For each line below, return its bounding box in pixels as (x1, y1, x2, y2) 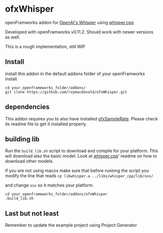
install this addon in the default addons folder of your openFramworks (5, 71, 145, 77)
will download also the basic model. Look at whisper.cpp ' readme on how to (5, 153, 157, 159)
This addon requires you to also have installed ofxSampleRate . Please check (5, 116, 158, 121)
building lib (5, 135, 40, 143)
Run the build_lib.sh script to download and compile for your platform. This (5, 148, 158, 154)
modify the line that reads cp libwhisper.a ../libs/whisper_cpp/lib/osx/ (5, 173, 154, 179)
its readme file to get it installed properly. (5, 121, 88, 127)
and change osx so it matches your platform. (5, 182, 94, 188)
